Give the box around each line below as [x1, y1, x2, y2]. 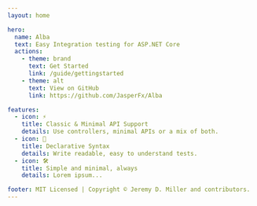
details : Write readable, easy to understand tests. [21, 149, 198, 157]
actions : [14, 48, 43, 56]
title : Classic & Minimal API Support [21, 120, 149, 128]
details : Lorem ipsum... [21, 171, 103, 179]
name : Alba [14, 33, 50, 41]
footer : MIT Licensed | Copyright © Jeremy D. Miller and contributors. [7, 186, 251, 193]
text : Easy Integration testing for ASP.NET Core [14, 40, 180, 48]
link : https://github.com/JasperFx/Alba [28, 91, 163, 99]
